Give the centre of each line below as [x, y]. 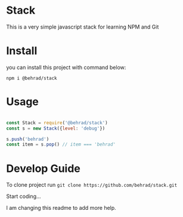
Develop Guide [43, 169]
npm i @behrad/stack [32, 78]
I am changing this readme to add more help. [61, 208]
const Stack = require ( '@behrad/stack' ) [57, 122]
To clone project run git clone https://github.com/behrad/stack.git [92, 185]
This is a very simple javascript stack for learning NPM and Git [83, 27]
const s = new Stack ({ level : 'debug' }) [56, 128]
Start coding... [24, 196]
